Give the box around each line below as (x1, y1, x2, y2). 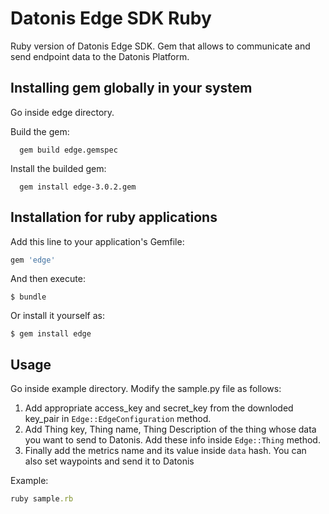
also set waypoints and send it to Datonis (24, 455, 195, 467)
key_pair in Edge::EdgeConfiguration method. (24, 413, 212, 425)
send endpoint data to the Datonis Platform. (10, 50, 190, 62)
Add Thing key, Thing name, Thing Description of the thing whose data (24, 423, 317, 436)
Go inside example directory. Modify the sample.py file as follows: (10, 383, 282, 395)
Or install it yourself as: (10, 310, 105, 322)
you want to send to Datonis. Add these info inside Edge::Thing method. (24, 434, 321, 446)
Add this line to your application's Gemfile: (10, 235, 185, 247)
